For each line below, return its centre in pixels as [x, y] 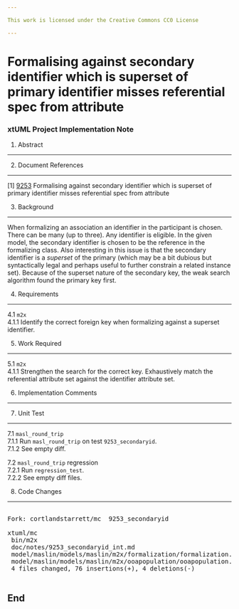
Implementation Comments [57, 393]
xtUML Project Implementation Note [70, 129]
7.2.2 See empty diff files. [45, 478]
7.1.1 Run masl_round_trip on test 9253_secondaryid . [82, 441]
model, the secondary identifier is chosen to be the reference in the [106, 243]
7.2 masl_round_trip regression [53, 462]
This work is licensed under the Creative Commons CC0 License [103, 20]
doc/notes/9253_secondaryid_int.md [73, 547]
